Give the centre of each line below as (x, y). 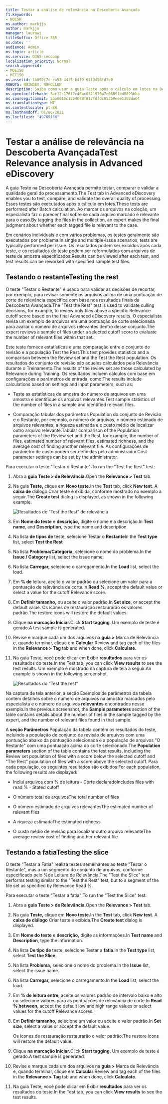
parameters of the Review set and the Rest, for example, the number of (86, 435)
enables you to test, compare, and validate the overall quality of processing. (84, 198)
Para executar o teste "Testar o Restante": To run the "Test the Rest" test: (80, 466)
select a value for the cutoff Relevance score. (60, 592)
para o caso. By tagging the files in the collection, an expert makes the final (82, 220)
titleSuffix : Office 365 (31, 38)
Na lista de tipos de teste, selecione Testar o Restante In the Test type (85, 536)
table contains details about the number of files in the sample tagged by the (84, 714)
